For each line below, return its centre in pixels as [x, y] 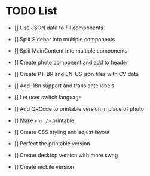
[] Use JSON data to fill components [59, 28]
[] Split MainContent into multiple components [71, 51]
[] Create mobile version [44, 166]
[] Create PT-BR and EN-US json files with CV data [76, 74]
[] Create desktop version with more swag [66, 155]
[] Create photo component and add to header [71, 62]
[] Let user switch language [48, 97]
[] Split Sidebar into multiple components [65, 39]
